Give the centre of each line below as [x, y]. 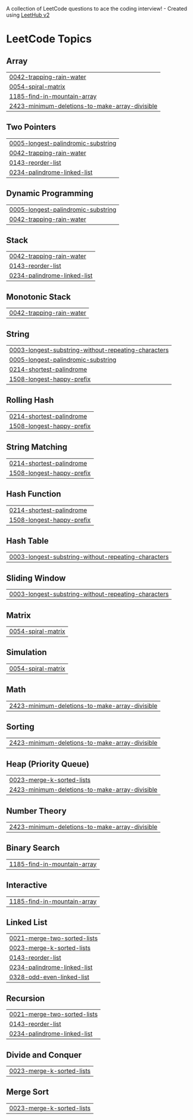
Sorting [20, 727]
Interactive [27, 885]
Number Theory [36, 811]
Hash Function [34, 494]
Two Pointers [31, 127]
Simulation [27, 652]
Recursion [26, 998]
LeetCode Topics [49, 39]
